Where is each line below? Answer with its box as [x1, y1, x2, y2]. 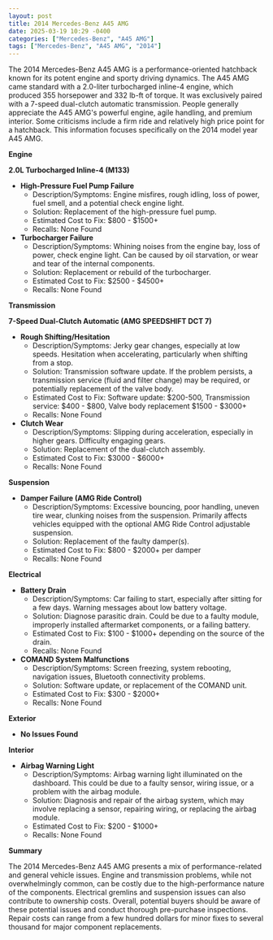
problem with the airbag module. [32, 787, 142, 797]
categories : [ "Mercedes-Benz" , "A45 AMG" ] [8, 34, 154, 43]
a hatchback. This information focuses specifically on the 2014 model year [8, 125, 258, 135]
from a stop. [32, 358, 74, 368]
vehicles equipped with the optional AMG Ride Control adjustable [32, 519, 250, 529]
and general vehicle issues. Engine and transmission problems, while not [8, 870, 252, 880]
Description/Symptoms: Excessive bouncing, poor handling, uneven [32, 502, 260, 512]
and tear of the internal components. [32, 259, 155, 269]
